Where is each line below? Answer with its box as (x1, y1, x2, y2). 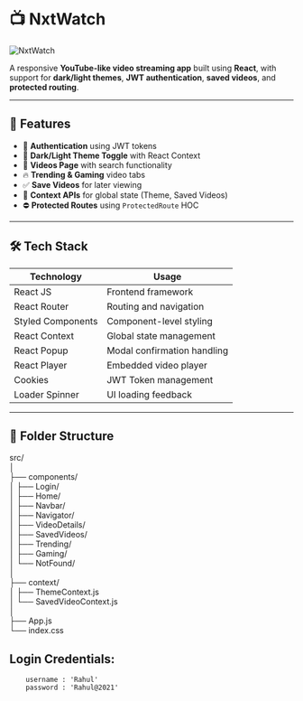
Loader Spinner (14, 388, 79, 400)
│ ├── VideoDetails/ (9, 519, 86, 530)
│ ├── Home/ (9, 491, 61, 501)
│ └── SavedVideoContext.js (9, 596, 119, 607)
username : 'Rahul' (25, 676, 99, 685)
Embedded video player (106, 359, 207, 371)
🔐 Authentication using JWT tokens (22, 140, 158, 151)
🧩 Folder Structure (9, 428, 115, 444)
